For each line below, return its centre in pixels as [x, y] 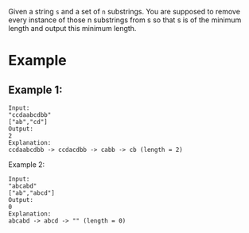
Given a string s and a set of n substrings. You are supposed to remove [124, 12]
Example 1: [35, 89]
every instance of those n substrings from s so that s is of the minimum [125, 20]
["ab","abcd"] [32, 193]
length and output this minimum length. [72, 28]
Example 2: [27, 165]
